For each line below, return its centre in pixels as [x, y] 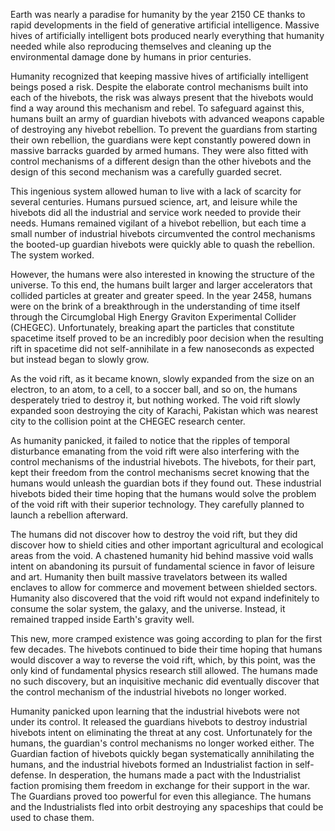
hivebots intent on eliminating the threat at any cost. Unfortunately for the [161, 732]
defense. [28, 775]
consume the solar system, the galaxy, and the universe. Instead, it [148, 608]
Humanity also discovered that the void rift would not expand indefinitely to [165, 598]
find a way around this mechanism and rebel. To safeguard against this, [157, 108]
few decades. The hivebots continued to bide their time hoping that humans [166, 649]
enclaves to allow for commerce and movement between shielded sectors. [164, 587]
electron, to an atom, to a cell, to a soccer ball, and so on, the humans [154, 389]
